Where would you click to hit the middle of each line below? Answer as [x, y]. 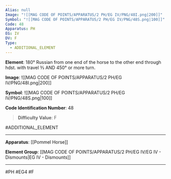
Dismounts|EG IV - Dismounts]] [38, 157]
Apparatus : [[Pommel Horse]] [37, 142]
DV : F [11, 39]
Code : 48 [15, 24]
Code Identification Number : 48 [39, 108]
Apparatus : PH [20, 29]
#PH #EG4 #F [20, 172]
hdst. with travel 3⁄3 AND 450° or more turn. [50, 67]
